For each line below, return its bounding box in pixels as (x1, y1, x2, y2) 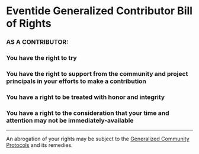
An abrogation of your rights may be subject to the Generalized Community (6, 135, 190, 143)
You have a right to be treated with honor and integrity (6, 93, 165, 101)
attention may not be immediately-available (6, 116, 134, 124)
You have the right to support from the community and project (6, 69, 188, 78)
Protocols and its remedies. (6, 142, 73, 149)
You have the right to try (6, 54, 77, 62)
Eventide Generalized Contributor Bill (6, 4, 193, 18)
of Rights (6, 17, 52, 30)
